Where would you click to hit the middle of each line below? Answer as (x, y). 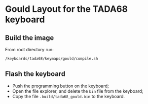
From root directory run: (29, 50)
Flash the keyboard (35, 74)
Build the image (30, 38)
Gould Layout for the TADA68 (67, 9)
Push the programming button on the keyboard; (61, 86)
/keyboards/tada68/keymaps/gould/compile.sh (52, 59)
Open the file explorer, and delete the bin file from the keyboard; (78, 91)
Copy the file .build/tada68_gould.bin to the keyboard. (68, 96)
